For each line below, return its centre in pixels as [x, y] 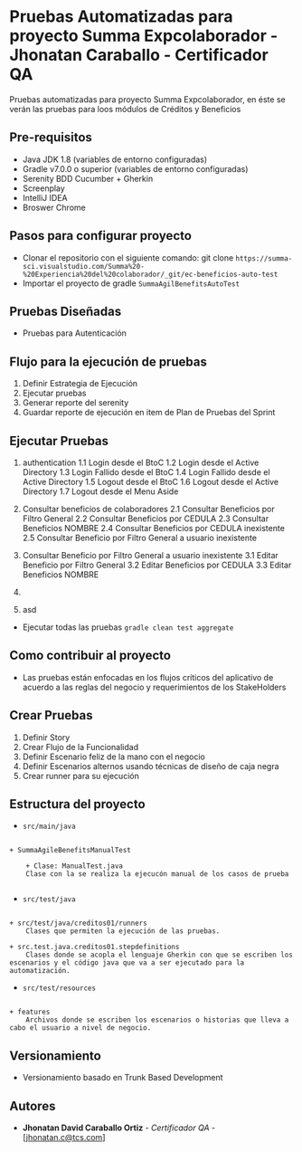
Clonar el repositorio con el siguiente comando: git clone [128, 257]
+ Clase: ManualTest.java [75, 866]
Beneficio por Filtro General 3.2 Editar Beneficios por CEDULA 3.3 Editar [157, 565]
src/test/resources [59, 988]
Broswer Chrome [54, 207]
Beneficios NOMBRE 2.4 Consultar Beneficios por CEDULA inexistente [153, 528]
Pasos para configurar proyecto [101, 236]
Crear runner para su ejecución [81, 776]
